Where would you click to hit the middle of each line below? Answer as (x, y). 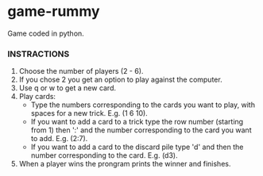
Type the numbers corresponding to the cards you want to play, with (143, 105)
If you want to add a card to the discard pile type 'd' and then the (137, 147)
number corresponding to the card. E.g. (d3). (104, 155)
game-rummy (54, 11)
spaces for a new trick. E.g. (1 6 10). (89, 113)
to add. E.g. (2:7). (59, 139)
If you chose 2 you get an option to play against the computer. (121, 80)
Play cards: (37, 97)
